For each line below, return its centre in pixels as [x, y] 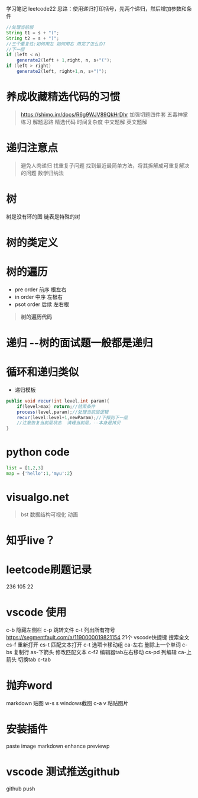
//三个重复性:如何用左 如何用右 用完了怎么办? [56, 44]
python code [38, 452]
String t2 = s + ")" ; [33, 38]
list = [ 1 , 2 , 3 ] [25, 468]
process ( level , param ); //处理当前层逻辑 [63, 412]
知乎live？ [31, 540]
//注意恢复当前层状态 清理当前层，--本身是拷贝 [69, 423]
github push [21, 789]
